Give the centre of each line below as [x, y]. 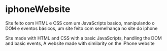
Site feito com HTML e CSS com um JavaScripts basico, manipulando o [80, 23]
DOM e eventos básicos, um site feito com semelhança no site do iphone [81, 28]
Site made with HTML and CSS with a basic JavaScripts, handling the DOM [84, 38]
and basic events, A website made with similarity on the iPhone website [80, 43]
